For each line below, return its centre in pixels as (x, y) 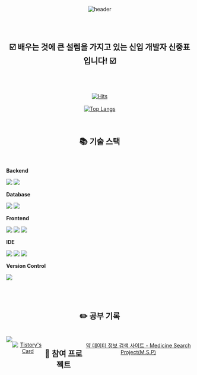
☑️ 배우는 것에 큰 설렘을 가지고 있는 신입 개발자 (88, 47)
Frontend (18, 218)
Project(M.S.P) (138, 352)
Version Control (26, 265)
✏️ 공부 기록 (100, 316)
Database (18, 194)
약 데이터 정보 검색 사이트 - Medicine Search (138, 346)
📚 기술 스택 (100, 142)
